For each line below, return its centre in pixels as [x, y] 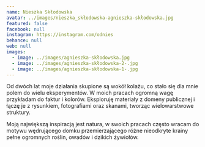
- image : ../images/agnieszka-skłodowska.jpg [71, 58]
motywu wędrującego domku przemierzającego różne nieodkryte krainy [97, 131]
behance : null [24, 40]
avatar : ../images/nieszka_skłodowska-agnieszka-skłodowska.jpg [90, 18]
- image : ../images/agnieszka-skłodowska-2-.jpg [75, 63]
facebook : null [26, 29]
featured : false [27, 23]
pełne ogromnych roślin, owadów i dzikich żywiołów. [73, 137]
